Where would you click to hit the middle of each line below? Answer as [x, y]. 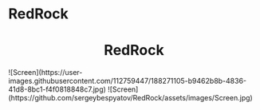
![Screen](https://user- [45, 73]
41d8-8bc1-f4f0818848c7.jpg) [57, 89]
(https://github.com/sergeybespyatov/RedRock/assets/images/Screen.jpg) [130, 98]
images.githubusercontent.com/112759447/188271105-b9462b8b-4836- [128, 81]
